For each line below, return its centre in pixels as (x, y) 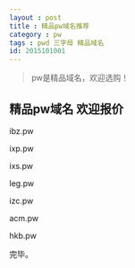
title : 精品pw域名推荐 (49, 26)
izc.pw (21, 201)
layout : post (36, 18)
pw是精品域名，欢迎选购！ (80, 78)
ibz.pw (21, 130)
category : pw (36, 34)
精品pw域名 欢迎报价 (66, 109)
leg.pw (21, 183)
